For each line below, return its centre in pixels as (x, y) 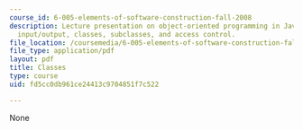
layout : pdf (32, 59)
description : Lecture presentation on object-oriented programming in (145, 26)
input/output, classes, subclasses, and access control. (127, 34)
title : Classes (38, 68)
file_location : (38, 43)
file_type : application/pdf (62, 51)
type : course (34, 76)
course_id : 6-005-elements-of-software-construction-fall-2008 (131, 17)
